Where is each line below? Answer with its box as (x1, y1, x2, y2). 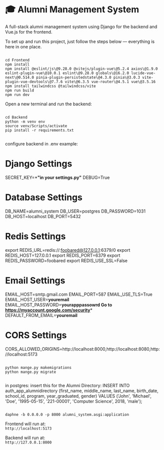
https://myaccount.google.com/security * (5, 307, 93, 313)
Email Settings (5, 275, 66, 286)
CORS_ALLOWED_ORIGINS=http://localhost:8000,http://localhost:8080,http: (5, 346, 160, 352)
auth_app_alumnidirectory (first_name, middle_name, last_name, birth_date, (5, 388, 159, 394)
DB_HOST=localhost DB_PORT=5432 (5, 213, 81, 219)
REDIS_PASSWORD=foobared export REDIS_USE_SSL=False (5, 258, 128, 264)
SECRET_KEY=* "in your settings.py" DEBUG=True (5, 174, 110, 180)
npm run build (5, 88, 35, 93)
